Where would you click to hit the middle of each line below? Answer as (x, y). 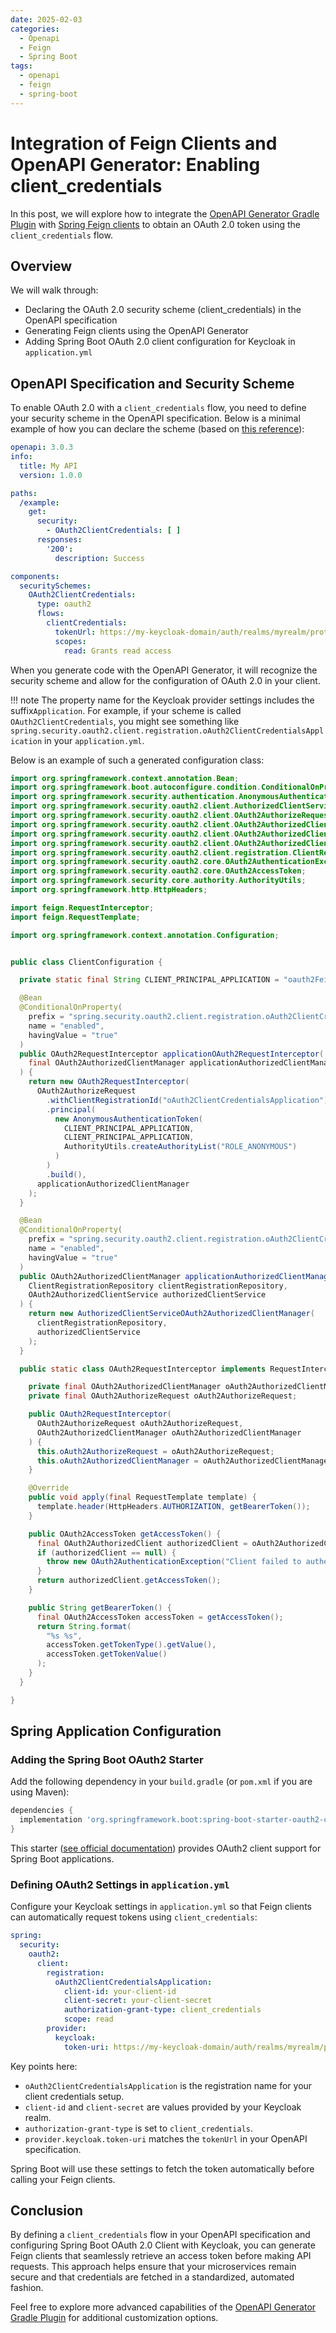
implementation (51, 1820)
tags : (21, 66)
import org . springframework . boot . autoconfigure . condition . (136, 787)
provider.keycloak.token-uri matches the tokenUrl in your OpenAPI (166, 2138)
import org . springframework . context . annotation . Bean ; (125, 778)
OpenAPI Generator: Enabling (135, 164)
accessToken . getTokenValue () (107, 1654)
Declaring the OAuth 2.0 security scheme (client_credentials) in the (163, 310)
